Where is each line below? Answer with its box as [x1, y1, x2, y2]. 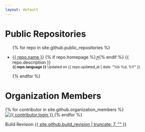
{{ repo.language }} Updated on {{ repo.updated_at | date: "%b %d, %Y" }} [12, 64, 141, 69]
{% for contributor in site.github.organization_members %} [5, 106, 124, 112]
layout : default [5, 7, 38, 12]
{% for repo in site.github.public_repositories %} [12, 45, 111, 51]
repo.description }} [12, 59, 51, 65]
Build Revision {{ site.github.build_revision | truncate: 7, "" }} [5, 121, 127, 127]
